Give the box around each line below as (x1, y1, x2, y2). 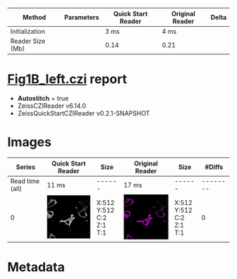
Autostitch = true (17, 94, 69, 103)
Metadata (7, 259, 65, 275)
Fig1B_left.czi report (7, 71, 128, 87)
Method (22, 13, 47, 21)
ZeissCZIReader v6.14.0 (17, 101, 87, 110)
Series (16, 163, 36, 171)
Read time (10, 177, 40, 185)
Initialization (10, 27, 46, 35)
